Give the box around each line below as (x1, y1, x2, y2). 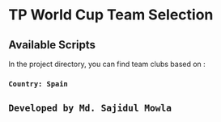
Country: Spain (8, 79, 69, 88)
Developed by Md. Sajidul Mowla (8, 103, 172, 114)
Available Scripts (8, 38, 96, 52)
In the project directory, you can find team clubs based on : (8, 59, 206, 69)
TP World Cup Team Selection (8, 6, 214, 24)
